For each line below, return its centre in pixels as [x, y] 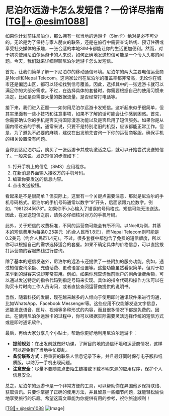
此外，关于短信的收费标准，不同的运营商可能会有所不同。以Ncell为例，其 [81, 225]
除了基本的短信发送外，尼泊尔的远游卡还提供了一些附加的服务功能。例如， [82, 261]
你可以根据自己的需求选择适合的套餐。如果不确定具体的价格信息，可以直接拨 [84, 244]
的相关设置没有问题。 [27, 139]
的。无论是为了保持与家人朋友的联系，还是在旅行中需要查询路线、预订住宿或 [84, 42]
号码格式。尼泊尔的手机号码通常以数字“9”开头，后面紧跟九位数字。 [79, 202]
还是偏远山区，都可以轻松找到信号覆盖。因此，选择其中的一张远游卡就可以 [87, 84]
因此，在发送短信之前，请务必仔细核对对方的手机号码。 [62, 215]
